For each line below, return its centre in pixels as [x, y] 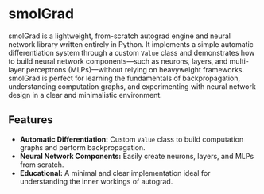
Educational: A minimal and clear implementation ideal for [115, 173]
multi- [239, 61]
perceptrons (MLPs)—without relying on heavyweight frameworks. [136, 69]
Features [31, 120]
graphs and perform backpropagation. [82, 147]
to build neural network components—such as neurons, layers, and [118, 61]
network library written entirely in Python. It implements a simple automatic [131, 44]
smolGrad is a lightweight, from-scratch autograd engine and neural [120, 36]
